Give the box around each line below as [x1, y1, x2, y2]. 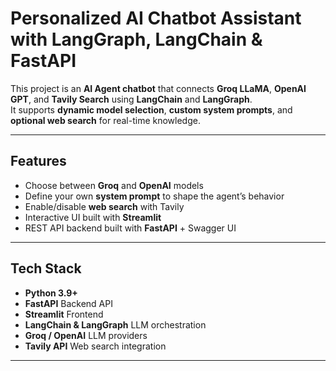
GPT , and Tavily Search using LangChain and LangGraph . [10, 93, 253, 105]
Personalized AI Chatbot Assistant [10, 7, 302, 30]
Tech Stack [10, 260, 82, 277]
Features [10, 153, 67, 170]
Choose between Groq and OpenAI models [24, 179, 204, 191]
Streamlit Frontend [24, 308, 104, 320]
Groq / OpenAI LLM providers [24, 329, 148, 341]
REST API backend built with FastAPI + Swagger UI [24, 222, 237, 234]
